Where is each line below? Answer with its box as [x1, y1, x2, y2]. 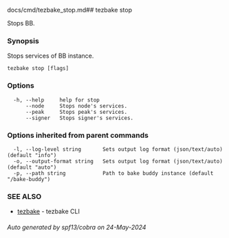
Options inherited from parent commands [7, 130, 149, 140]
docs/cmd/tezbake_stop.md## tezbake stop [7, 6, 133, 14]
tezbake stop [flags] [7, 65, 69, 72]
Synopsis [7, 36, 39, 45]
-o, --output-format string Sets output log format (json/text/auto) [13, 158, 223, 165]
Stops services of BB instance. [7, 51, 94, 60]
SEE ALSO [7, 191, 42, 201]
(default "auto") [7, 164, 57, 171]
